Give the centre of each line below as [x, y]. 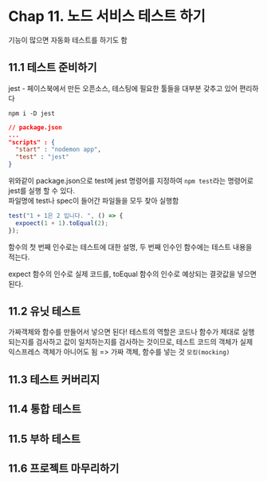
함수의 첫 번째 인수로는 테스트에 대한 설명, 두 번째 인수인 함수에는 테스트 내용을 [130, 247]
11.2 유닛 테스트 [45, 312]
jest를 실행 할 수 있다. [42, 191]
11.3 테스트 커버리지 [54, 379]
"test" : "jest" [42, 157]
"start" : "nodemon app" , [59, 150]
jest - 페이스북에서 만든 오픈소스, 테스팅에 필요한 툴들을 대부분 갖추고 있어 [123, 88]
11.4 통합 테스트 [45, 409]
